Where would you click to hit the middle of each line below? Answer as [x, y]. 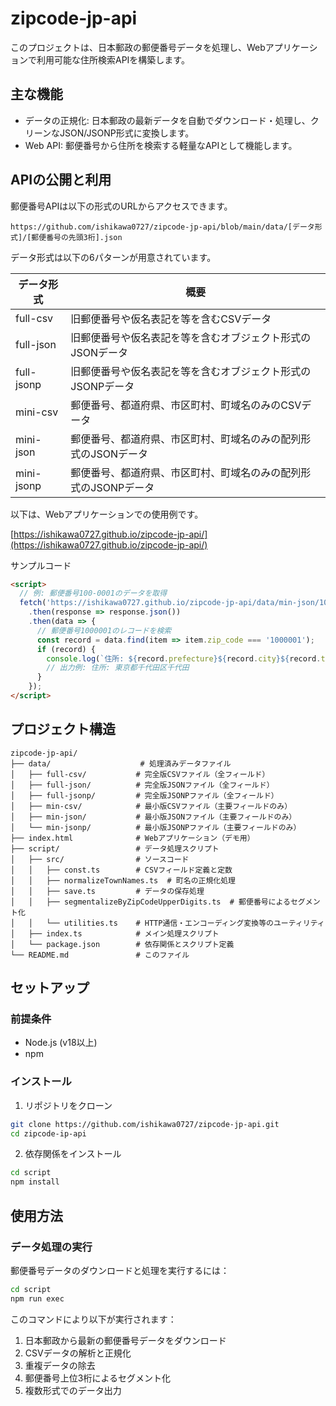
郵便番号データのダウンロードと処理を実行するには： [120, 1270]
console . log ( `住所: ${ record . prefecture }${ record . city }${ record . [184, 658]
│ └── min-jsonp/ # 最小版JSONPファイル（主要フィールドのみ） [156, 827]
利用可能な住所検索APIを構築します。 [113, 59]
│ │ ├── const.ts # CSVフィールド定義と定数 [121, 870]
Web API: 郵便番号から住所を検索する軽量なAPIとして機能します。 [161, 145]
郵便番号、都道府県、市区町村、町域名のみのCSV [186, 405]
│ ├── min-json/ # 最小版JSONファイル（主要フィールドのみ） [153, 817]
